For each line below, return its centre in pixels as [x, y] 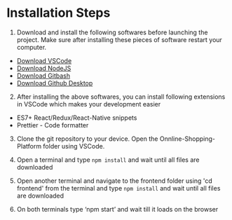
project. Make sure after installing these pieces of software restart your [119, 39]
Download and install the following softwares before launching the [112, 32]
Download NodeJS [44, 68]
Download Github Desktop [55, 83]
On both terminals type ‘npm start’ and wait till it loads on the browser [117, 209]
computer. [32, 47]
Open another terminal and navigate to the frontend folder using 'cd [115, 181]
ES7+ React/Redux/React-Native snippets [77, 118]
